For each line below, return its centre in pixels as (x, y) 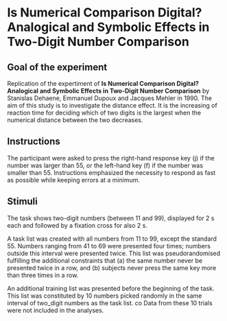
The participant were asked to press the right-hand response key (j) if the (111, 158)
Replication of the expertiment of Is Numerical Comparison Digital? (103, 83)
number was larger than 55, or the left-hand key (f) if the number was (105, 165)
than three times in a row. (43, 275)
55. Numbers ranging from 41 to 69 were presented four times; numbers (109, 246)
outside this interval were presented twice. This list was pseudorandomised (114, 253)
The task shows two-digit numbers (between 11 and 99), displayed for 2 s (111, 218)
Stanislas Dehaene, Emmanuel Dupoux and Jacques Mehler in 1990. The (110, 98)
